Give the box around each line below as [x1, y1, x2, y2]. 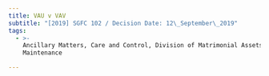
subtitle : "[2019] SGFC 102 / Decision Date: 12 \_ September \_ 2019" [8, 19, 239, 27]
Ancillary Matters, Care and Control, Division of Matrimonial [22, 42, 239, 50]
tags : [8, 26, 26, 34]
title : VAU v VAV [8, 11, 66, 20]
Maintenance [22, 49, 62, 57]
